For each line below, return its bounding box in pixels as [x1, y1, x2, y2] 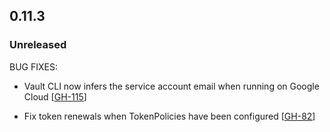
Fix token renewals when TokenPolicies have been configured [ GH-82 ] [23, 110, 316, 122]
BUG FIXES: [9, 60, 58, 73]
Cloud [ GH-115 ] [23, 90, 87, 103]
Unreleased [9, 38, 67, 52]
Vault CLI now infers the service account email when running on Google [23, 80, 320, 92]
